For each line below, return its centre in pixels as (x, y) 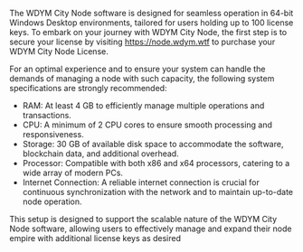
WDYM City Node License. (59, 51)
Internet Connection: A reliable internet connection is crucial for (141, 182)
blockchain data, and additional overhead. (100, 154)
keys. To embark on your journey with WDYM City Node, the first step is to (148, 32)
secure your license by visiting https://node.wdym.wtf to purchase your (142, 42)
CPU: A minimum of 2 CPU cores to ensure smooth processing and (147, 125)
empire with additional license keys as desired (95, 238)
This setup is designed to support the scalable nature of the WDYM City (143, 219)
